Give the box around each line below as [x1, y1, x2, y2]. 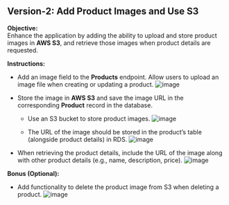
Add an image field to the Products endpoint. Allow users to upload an [17, 73, 219, 81]
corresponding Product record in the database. [17, 100, 153, 109]
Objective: [7, 24, 38, 32]
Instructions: [7, 59, 46, 68]
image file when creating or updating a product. [17, 80, 154, 89]
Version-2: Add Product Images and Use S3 [7, 6, 199, 17]
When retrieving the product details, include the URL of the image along [17, 148, 223, 157]
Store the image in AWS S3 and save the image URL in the [17, 93, 184, 102]
